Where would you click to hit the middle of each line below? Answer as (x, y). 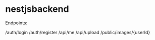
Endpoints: (16, 23)
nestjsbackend (37, 9)
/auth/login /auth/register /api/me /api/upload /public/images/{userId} (78, 32)
